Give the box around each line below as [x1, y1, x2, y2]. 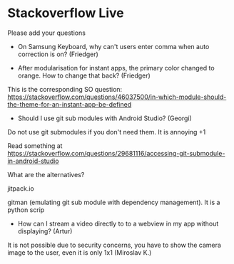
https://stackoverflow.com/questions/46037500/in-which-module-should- [7, 93, 227, 101]
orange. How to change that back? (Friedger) [17, 71, 151, 80]
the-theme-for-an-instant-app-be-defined [7, 100, 132, 108]
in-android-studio [7, 157, 59, 165]
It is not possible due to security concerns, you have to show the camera [7, 241, 221, 249]
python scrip [7, 205, 45, 214]
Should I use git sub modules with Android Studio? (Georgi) [17, 114, 193, 122]
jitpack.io [7, 184, 34, 193]
